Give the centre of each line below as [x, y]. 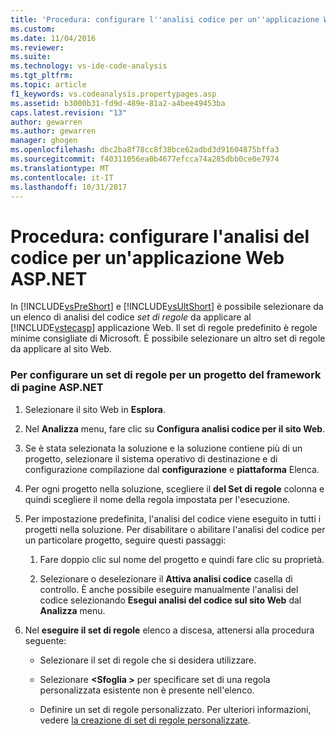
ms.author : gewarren [53, 131]
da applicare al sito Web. [61, 349]
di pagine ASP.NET [57, 388]
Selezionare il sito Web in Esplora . [95, 409]
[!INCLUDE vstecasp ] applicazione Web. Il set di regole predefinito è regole [164, 328]
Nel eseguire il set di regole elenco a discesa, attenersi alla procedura [169, 630]
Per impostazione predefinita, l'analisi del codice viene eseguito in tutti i [173, 518]
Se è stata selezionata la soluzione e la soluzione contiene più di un [163, 448]
